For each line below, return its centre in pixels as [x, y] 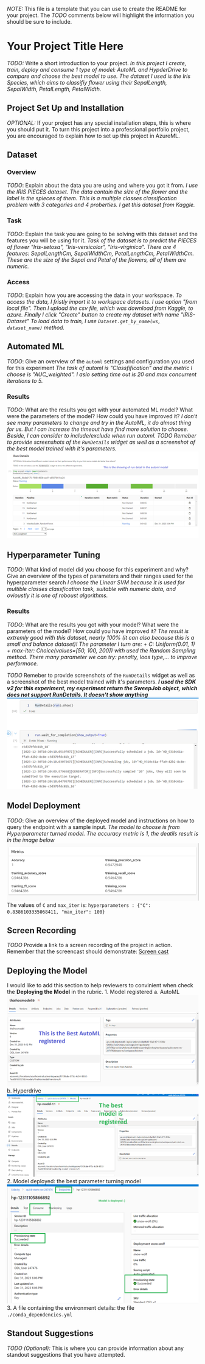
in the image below [31, 840]
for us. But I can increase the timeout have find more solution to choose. [98, 429]
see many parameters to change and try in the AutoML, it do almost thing [99, 423]
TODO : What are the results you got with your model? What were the [93, 624]
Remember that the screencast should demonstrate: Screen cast [88, 951]
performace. [23, 663]
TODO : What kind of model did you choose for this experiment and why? [98, 570]
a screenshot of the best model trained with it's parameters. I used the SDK [102, 682]
